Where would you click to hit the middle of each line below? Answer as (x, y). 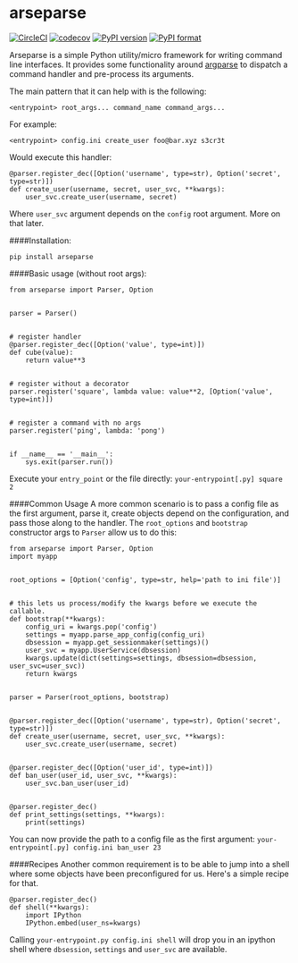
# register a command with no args (75, 423)
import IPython (54, 915)
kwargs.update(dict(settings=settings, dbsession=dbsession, (141, 658)
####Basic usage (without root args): (78, 273)
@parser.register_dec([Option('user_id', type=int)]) (112, 767)
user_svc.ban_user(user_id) (77, 783)
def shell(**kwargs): (50, 907)
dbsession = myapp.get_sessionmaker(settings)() (117, 642)
